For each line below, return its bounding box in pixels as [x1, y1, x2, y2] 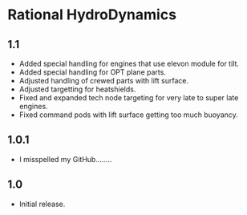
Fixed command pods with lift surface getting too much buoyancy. [18, 110, 238, 120]
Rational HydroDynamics [7, 6, 177, 24]
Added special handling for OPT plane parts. [18, 67, 166, 77]
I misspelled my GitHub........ [18, 154, 112, 164]
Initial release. [18, 199, 66, 209]
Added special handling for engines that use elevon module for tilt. [18, 59, 240, 68]
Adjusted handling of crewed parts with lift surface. [18, 76, 189, 85]
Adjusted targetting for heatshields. [18, 84, 136, 94]
